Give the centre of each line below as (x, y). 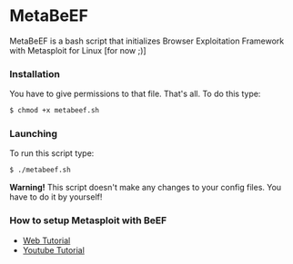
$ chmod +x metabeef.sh (55, 111)
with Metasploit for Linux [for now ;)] (78, 50)
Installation (35, 73)
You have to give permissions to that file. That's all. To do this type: (135, 94)
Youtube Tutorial (53, 249)
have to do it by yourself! (56, 197)
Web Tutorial (46, 240)
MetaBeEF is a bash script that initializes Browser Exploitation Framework (147, 41)
